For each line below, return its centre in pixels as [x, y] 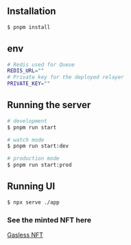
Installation [32, 11]
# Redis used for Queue [41, 65]
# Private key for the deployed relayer [66, 77]
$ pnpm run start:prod [39, 165]
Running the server [49, 105]
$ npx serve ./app [33, 202]
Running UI [31, 186]
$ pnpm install [29, 27]
